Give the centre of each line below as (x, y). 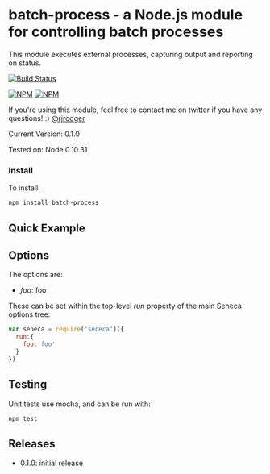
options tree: (29, 314)
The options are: (35, 275)
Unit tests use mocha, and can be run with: (79, 404)
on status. (25, 63)
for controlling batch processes (116, 32)
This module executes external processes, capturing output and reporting (131, 54)
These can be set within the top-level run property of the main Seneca (125, 306)
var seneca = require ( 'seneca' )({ (66, 329)
